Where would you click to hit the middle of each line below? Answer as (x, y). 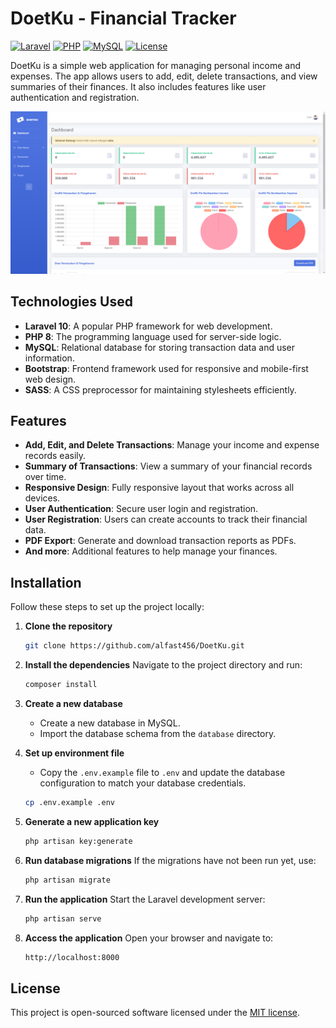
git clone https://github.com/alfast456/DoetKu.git (134, 646)
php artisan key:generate (78, 841)
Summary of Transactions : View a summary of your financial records (168, 466)
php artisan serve (63, 918)
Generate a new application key (92, 821)
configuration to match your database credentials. (143, 783)
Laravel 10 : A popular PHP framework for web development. (148, 326)
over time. (45, 477)
